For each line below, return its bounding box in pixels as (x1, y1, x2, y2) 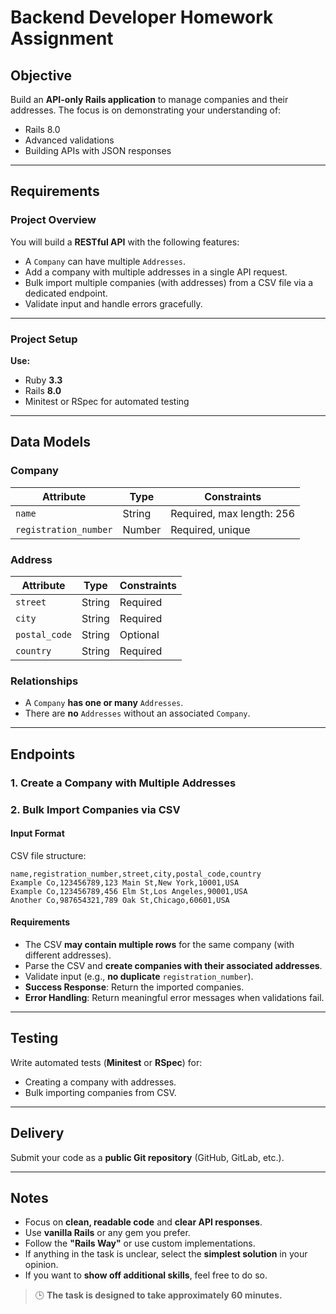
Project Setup (10, 332, 78, 346)
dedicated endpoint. (24, 287, 108, 299)
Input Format (10, 827, 65, 840)
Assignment (10, 27, 114, 50)
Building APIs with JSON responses (24, 145, 172, 156)
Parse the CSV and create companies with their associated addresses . (24, 959, 323, 971)
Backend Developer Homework (10, 6, 274, 29)
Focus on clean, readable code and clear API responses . (24, 1216, 263, 1228)
